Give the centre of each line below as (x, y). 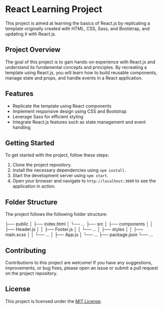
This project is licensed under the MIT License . (54, 301)
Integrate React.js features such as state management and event (79, 122)
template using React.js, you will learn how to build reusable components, (81, 72)
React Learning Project (54, 9)
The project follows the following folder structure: (56, 214)
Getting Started (30, 143)
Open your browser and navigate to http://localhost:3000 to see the (84, 181)
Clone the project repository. (42, 165)
